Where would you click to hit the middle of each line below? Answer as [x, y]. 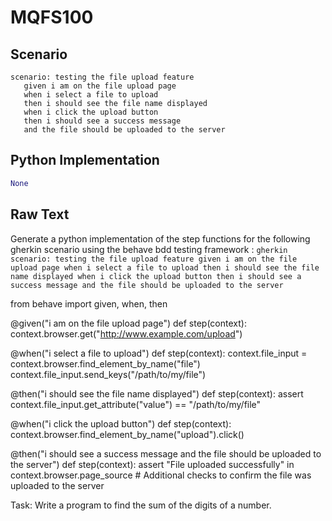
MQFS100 [52, 17]
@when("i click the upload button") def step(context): [121, 423]
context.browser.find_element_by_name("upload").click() [127, 434]
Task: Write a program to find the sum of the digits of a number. [141, 505]
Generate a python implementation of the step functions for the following [160, 238]
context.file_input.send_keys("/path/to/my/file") [108, 374]
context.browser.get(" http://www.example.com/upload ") [126, 333]
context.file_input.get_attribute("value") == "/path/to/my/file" [136, 404]
